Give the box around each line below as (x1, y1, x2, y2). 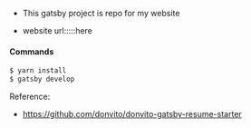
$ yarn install (9, 66, 67, 75)
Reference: (9, 91, 51, 102)
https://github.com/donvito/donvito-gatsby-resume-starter (22, 108, 242, 119)
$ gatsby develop (9, 74, 75, 84)
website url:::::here (22, 25, 93, 35)
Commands (9, 45, 54, 57)
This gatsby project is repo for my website (22, 8, 180, 18)
